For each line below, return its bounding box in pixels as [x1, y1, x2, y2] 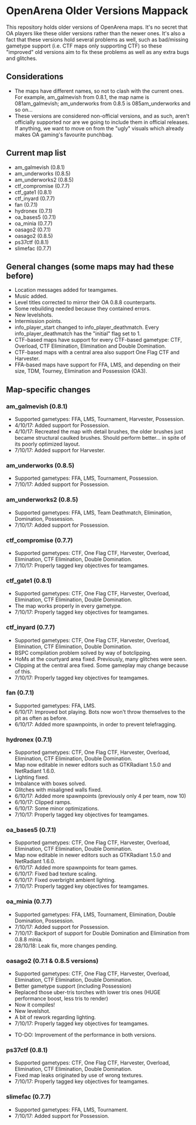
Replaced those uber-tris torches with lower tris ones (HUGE [14, 989, 161, 996]
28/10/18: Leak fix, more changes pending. [14, 942, 118, 949]
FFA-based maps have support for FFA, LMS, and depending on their [14, 361, 181, 368]
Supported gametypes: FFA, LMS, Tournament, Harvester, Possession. [14, 416, 185, 423]
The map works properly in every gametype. [14, 602, 122, 609]
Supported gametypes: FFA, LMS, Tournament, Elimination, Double [14, 911, 176, 918]
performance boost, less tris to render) [14, 995, 108, 1002]
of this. [14, 668, 32, 675]
